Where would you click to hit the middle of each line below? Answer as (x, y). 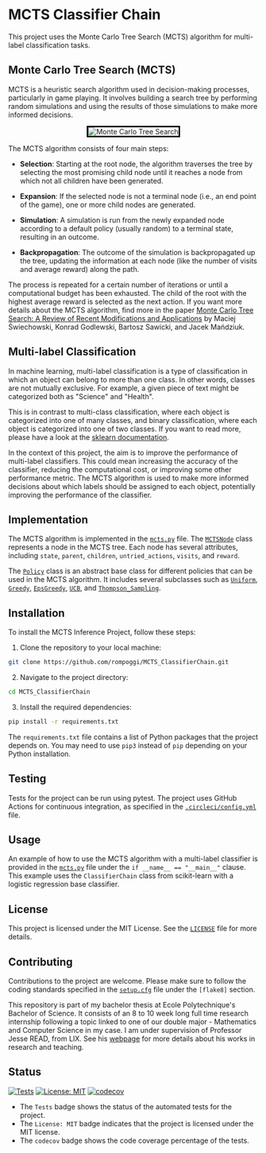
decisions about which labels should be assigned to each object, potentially (132, 486)
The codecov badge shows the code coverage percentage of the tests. (135, 1140)
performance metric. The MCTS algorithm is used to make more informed (129, 478)
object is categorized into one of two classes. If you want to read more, (125, 429)
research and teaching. (46, 1047)
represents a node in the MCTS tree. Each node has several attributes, (123, 547)
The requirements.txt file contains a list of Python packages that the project (133, 736)
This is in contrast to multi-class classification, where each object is (119, 412)
